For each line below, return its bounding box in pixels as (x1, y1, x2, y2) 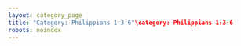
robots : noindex (8, 26, 61, 34)
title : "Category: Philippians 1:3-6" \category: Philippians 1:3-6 (8, 19, 234, 27)
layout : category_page (8, 11, 82, 19)
